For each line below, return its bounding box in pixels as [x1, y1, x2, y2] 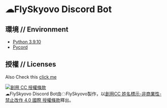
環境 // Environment [5, 25, 69, 33]
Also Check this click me [5, 74, 57, 80]
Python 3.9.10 [12, 39, 42, 45]
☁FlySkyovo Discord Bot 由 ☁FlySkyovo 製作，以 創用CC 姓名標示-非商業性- [5, 90, 162, 97]
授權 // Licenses [5, 60, 56, 69]
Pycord [12, 44, 28, 50]
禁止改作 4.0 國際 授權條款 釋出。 [5, 97, 74, 103]
